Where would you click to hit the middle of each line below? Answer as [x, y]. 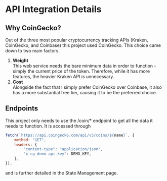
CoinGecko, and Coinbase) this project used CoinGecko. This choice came [83, 45]
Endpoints [22, 109]
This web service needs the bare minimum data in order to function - [84, 66]
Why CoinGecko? [33, 28]
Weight [20, 61]
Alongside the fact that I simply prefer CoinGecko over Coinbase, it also [87, 87]
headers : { [26, 145]
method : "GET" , [30, 140]
